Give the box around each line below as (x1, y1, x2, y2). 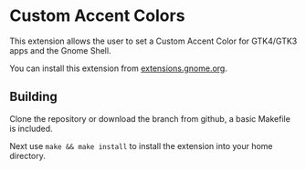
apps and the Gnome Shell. (9, 45, 111, 55)
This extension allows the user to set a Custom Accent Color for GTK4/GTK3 (9, 35, 298, 46)
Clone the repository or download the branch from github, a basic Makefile (9, 113, 290, 124)
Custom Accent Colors (9, 5, 185, 26)
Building (9, 89, 58, 105)
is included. (9, 123, 53, 134)
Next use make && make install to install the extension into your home (9, 140, 273, 151)
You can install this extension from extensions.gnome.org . (9, 63, 228, 74)
